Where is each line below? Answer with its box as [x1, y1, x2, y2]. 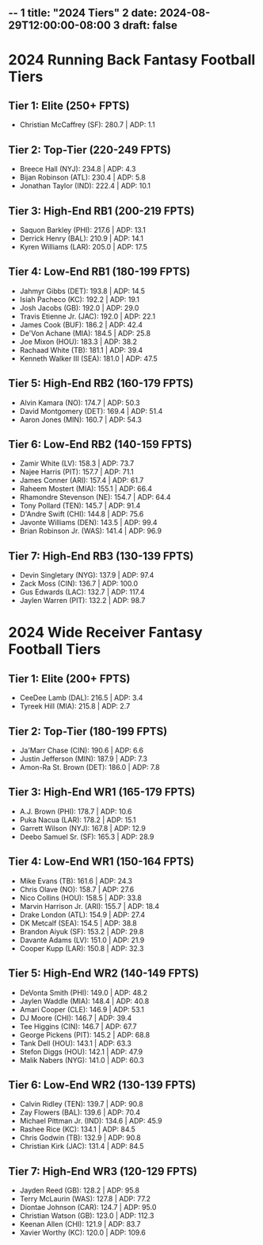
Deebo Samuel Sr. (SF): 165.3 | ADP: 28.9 [19, 832, 154, 841]
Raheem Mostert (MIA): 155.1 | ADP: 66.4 [19, 484, 153, 493]
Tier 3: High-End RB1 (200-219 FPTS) [8, 204, 195, 218]
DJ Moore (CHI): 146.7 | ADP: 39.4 [19, 1013, 132, 1023]
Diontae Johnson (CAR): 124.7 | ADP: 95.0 [19, 1203, 157, 1212]
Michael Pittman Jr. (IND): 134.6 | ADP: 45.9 [19, 1116, 162, 1126]
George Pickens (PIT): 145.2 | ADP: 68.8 [19, 1030, 151, 1039]
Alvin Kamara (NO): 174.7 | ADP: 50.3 [19, 397, 140, 408]
